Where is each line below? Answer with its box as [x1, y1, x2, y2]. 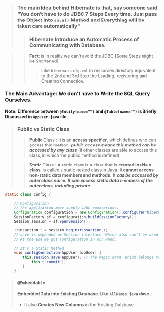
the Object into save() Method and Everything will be [17, 17, 145, 23]
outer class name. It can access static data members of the [29, 178, 153, 184]
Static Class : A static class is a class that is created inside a [29, 162, 152, 168]
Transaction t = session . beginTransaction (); [14, 228, 108, 233]
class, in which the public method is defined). [29, 152, 121, 158]
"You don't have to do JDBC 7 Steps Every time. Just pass [17, 10, 157, 17]
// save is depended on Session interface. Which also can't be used [14, 232, 159, 237]
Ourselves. [5, 96, 32, 103]
